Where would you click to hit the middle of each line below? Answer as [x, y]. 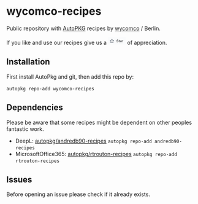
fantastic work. [25, 129]
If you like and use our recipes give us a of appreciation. [87, 42]
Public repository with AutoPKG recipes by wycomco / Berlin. [83, 28]
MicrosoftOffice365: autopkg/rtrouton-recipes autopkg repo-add [96, 154]
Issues [19, 179]
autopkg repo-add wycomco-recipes [51, 88]
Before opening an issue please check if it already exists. [78, 194]
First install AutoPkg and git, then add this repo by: [70, 76]
